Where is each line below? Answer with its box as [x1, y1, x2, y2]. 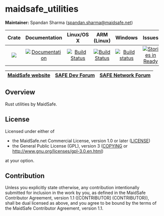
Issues [143, 34, 159, 41]
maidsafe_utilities [5, 3, 79, 15]
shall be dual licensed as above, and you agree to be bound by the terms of [5, 200, 157, 206]
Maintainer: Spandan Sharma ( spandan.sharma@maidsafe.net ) [5, 20, 133, 25]
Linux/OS [66, 31, 89, 38]
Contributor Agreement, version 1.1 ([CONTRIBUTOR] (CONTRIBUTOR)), [5, 195, 149, 201]
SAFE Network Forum [99, 72, 151, 79]
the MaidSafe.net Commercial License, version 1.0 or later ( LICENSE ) [12, 138, 150, 144]
